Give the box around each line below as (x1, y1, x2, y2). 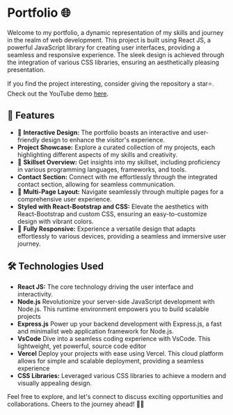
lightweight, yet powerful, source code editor (17, 342, 147, 350)
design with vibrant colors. (17, 217, 94, 225)
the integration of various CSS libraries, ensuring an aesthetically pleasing (7, 58, 220, 66)
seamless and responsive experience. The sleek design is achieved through (7, 50, 225, 59)
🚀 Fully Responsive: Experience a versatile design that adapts (17, 225, 196, 233)
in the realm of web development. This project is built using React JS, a (7, 36, 211, 44)
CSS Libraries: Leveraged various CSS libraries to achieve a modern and (17, 371, 227, 379)
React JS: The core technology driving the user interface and (17, 282, 193, 291)
